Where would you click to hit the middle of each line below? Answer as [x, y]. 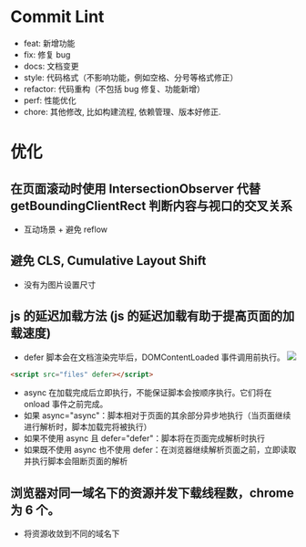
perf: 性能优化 [50, 100]
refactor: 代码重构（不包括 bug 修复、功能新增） [114, 89]
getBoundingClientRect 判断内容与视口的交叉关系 [152, 206]
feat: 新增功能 [49, 43]
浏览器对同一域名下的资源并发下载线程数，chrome [153, 493]
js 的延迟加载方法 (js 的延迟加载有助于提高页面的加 [153, 316]
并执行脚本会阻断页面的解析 [76, 461]
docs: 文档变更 [51, 66]
